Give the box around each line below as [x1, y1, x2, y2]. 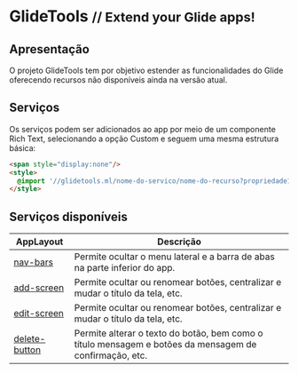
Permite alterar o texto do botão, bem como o [74, 327, 263, 339]
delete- [13, 333, 46, 345]
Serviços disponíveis [9, 209, 129, 224]
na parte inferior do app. [74, 262, 176, 274]
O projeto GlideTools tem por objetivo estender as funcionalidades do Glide [9, 65, 284, 75]
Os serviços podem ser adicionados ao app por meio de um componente [9, 123, 277, 134]
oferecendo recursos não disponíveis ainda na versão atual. [9, 75, 228, 85]
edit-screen [13, 307, 65, 320]
